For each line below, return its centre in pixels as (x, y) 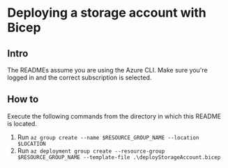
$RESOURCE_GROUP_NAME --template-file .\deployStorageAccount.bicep (119, 157)
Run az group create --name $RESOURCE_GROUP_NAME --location (108, 137)
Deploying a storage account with (107, 13)
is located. (22, 123)
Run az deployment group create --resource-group (91, 151)
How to (23, 99)
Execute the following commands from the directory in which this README (114, 116)
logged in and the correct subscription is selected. (79, 77)
